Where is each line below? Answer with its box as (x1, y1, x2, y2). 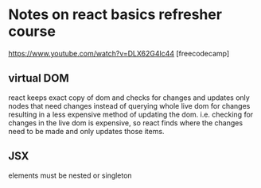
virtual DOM (8, 71, 69, 85)
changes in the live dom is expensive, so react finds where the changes (8, 117, 243, 128)
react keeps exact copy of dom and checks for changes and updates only (8, 93, 251, 102)
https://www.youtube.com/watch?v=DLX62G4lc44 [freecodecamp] (8, 48, 230, 58)
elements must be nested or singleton (8, 171, 133, 180)
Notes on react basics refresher (8, 6, 223, 24)
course (8, 22, 56, 40)
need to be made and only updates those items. (8, 126, 165, 136)
